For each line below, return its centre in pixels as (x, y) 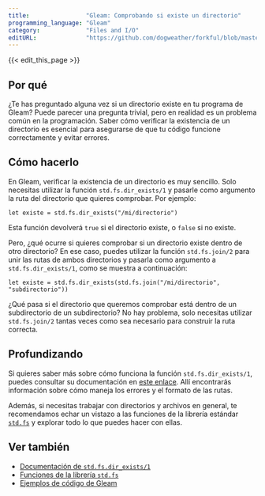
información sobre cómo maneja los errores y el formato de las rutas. (120, 390)
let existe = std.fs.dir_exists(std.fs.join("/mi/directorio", (114, 282)
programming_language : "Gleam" (60, 23)
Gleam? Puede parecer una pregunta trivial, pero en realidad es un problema (132, 112)
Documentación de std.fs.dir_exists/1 (85, 466)
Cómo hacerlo (44, 163)
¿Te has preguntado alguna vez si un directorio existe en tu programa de (126, 104)
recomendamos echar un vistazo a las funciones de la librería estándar (123, 414)
